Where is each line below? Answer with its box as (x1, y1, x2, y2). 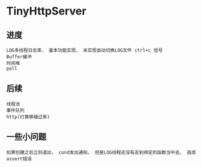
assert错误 (6, 156, 32, 162)
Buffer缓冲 (6, 54, 32, 60)
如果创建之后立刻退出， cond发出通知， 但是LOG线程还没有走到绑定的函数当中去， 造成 (6, 149, 196, 156)
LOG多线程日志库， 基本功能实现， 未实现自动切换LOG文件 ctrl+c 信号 (6, 47, 163, 53)
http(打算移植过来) (6, 114, 50, 120)
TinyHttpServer (6, 4, 87, 18)
